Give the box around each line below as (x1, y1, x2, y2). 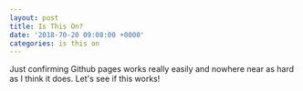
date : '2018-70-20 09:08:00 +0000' (9, 30, 145, 39)
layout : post (9, 13, 59, 23)
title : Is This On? (9, 22, 84, 31)
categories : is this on (9, 38, 100, 48)
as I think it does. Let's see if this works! (9, 74, 161, 85)
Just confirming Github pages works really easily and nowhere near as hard (9, 64, 295, 75)
